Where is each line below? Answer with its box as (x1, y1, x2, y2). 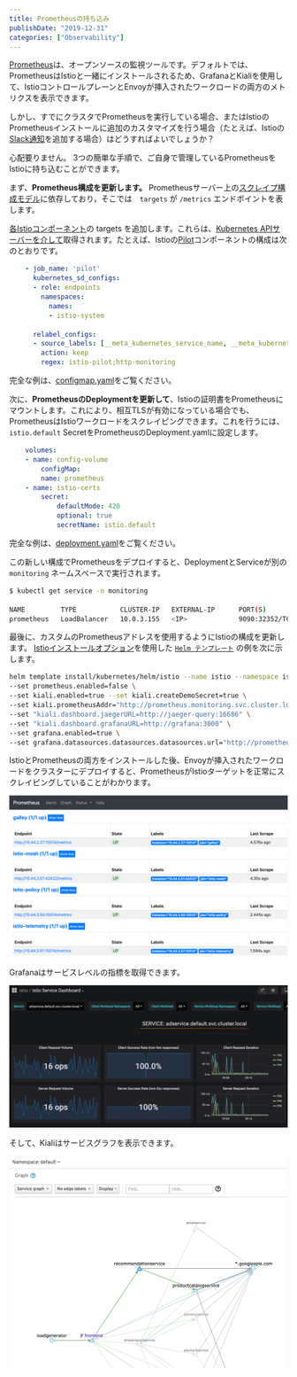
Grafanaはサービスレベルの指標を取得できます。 (9, 967, 186, 977)
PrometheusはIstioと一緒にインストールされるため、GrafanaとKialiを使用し (9, 71, 283, 82)
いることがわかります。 (70, 777, 156, 788)
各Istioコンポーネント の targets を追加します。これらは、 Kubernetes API (9, 223, 273, 234)
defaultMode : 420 (56, 502, 121, 511)
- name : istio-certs (25, 483, 101, 492)
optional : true (56, 511, 113, 520)
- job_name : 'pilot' (25, 264, 101, 274)
